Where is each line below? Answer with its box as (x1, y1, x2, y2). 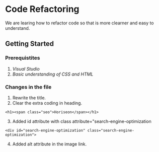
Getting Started (5, 40, 54, 48)
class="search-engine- (87, 128, 135, 133)
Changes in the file (5, 83, 52, 90)
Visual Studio (12, 66, 40, 72)
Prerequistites (5, 55, 40, 62)
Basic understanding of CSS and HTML (12, 71, 93, 77)
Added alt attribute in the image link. (12, 141, 87, 147)
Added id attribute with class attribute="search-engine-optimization (12, 118, 152, 124)
